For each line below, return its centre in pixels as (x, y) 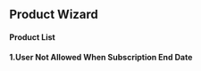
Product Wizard (54, 15)
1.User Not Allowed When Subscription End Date (101, 57)
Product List (32, 37)
